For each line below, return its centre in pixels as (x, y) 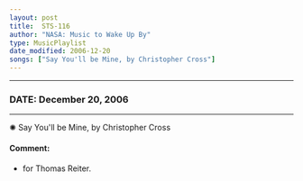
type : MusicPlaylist (48, 43)
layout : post (34, 18)
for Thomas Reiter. (57, 168)
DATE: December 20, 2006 (69, 99)
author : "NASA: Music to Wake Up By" (80, 34)
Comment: (30, 148)
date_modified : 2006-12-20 (60, 51)
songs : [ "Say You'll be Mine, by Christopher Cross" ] (113, 59)
